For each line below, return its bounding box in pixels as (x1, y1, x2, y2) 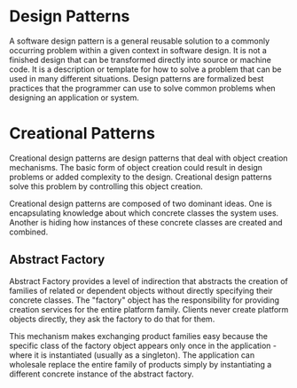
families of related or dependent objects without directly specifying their (9, 285, 273, 296)
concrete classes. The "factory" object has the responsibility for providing (9, 295, 280, 305)
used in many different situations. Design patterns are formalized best (9, 73, 264, 83)
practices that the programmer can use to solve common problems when (9, 83, 277, 93)
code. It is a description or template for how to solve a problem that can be (9, 64, 282, 75)
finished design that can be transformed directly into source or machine (9, 54, 272, 65)
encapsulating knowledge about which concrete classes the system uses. (9, 207, 279, 218)
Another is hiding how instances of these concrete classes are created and (9, 217, 283, 227)
